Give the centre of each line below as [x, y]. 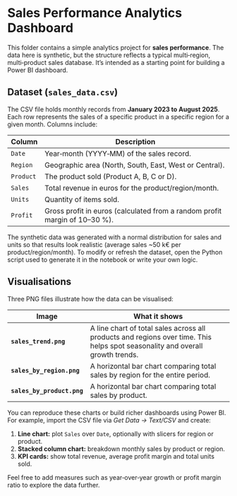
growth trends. [114, 354]
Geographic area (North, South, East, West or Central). [135, 165]
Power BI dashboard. [38, 70]
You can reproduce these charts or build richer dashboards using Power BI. [117, 412]
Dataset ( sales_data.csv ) [63, 92]
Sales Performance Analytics [95, 13]
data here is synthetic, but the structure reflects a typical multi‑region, [109, 55]
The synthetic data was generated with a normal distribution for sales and [115, 237]
